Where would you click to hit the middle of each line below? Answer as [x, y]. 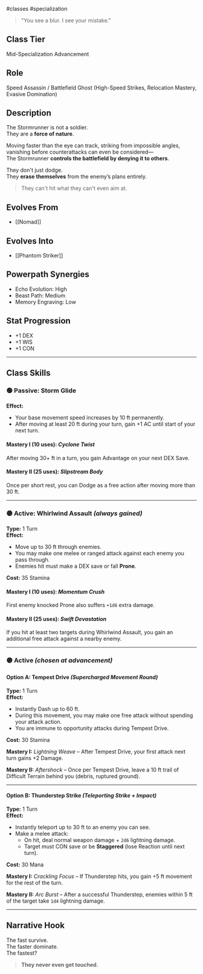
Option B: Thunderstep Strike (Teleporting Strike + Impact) [82, 796]
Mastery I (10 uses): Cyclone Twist [51, 444]
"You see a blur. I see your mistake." [66, 20]
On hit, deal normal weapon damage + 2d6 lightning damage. [99, 840]
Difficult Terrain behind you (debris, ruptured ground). [73, 776]
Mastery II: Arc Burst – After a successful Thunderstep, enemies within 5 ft [100, 894]
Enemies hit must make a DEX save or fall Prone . [76, 566]
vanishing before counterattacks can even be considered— [80, 152]
